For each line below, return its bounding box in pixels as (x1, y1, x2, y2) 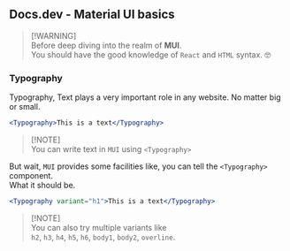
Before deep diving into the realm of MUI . (30, 40, 182, 50)
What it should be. (9, 179, 76, 190)
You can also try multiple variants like (30, 222, 167, 232)
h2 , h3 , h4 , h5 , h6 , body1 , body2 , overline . (30, 232, 176, 242)
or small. (9, 102, 41, 112)
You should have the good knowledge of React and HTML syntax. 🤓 (30, 49, 271, 60)
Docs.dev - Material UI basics (9, 7, 175, 22)
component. (9, 170, 53, 180)
